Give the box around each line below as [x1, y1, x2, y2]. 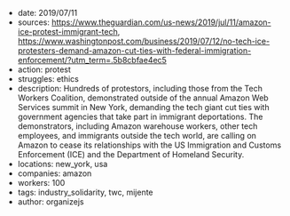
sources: [17, 17, 51, 28]
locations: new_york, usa [17, 159, 108, 169]
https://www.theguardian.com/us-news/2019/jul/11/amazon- [51, 17, 272, 28]
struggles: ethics [17, 74, 80, 84]
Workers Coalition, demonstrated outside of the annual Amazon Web [17, 92, 269, 103]
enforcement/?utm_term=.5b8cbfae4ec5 [17, 55, 167, 65]
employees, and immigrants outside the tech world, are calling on [17, 131, 257, 140]
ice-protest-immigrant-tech [17, 27, 118, 36]
